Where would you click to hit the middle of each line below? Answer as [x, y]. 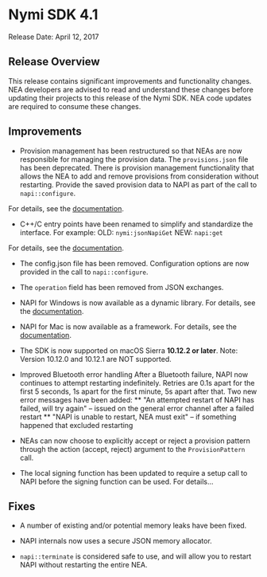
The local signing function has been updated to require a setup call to [133, 473]
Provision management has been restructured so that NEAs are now [131, 151]
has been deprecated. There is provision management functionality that [137, 167]
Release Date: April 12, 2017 [54, 37]
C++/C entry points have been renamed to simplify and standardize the [136, 224]
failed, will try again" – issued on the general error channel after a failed [137, 408]
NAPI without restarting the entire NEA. [84, 565]
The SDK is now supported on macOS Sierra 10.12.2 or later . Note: [129, 350]
